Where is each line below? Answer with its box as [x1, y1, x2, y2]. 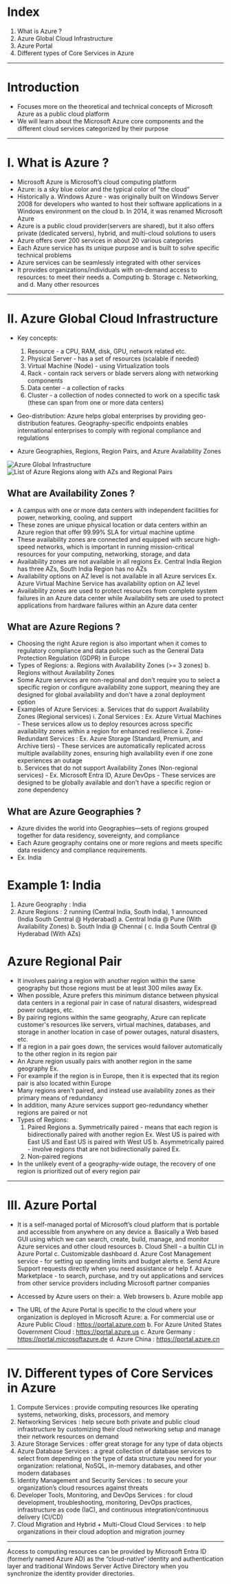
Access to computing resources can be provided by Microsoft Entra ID [7, 1547, 207, 1555]
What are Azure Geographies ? [7, 806, 142, 818]
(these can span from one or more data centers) [27, 398, 164, 407]
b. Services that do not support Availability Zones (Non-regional [16, 764, 198, 772]
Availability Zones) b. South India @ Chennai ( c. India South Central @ [16, 922, 217, 931]
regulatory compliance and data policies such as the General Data [16, 647, 204, 655]
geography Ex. [16, 1064, 59, 1073]
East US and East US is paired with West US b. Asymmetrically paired [27, 1138, 224, 1146]
